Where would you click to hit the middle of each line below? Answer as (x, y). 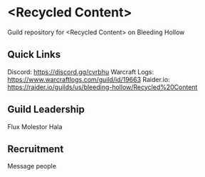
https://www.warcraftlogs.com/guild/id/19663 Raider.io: (89, 79)
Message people (32, 166)
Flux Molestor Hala (35, 126)
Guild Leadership (46, 110)
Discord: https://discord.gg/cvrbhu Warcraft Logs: (81, 71)
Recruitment (36, 149)
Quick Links (34, 55)
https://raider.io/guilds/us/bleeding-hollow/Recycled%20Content (102, 87)
